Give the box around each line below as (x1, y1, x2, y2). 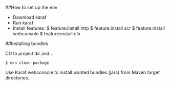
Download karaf (12, 14, 47, 20)
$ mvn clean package (5, 60, 50, 66)
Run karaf (12, 20, 34, 26)
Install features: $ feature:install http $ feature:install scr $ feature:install (12, 25, 165, 31)
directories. (5, 75, 30, 81)
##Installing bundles (5, 40, 49, 47)
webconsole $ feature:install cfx (12, 31, 81, 36)
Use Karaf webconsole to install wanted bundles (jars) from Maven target (5, 69, 160, 75)
